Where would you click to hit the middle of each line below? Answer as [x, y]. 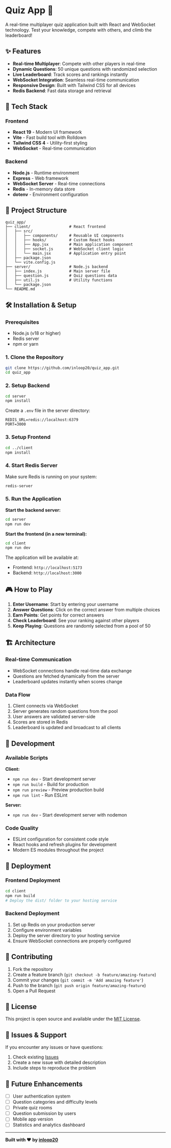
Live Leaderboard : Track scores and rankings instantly [70, 74]
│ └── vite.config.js [31, 262]
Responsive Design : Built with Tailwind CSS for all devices [74, 85]
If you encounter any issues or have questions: [54, 1047]
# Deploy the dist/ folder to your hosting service [61, 901]
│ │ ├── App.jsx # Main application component [69, 244]
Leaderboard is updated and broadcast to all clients [67, 727]
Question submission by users [44, 1113]
